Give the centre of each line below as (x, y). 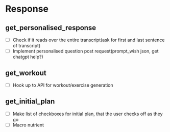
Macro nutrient (28, 125)
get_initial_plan (30, 102)
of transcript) (27, 46)
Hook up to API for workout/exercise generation (63, 85)
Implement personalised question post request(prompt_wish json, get (86, 51)
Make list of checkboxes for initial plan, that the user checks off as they (88, 114)
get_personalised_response (51, 28)
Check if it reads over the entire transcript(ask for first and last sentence (89, 40)
